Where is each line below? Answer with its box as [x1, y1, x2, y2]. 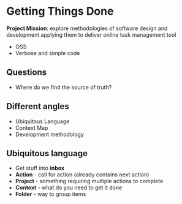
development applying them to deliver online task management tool [6, 31, 176, 38]
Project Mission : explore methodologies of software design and [6, 25, 168, 32]
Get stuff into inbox [15, 164, 65, 172]
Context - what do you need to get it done [15, 184, 123, 191]
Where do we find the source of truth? [15, 83, 112, 91]
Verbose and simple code [15, 49, 80, 56]
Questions [6, 67, 47, 78]
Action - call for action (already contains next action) [15, 171, 150, 178]
